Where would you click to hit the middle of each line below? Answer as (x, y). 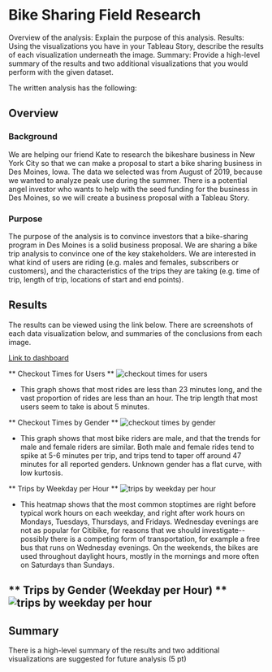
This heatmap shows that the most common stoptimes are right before (138, 504)
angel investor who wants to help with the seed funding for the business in (133, 189)
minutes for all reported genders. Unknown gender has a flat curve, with (141, 464)
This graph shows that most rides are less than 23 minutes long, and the (141, 389)
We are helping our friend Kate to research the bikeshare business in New (132, 154)
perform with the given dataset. (61, 72)
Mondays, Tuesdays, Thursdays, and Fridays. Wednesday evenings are (139, 521)
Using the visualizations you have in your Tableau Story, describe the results (136, 46)
